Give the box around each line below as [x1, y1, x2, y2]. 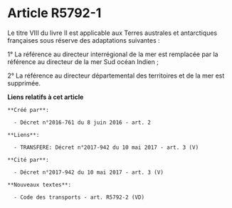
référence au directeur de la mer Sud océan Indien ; [7, 57, 159, 66]
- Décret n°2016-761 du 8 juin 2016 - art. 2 [14, 119, 152, 126]
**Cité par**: [7, 156, 50, 163]
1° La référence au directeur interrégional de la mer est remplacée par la [7, 50, 218, 58]
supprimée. [7, 78, 41, 87]
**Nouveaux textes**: [7, 181, 72, 188]
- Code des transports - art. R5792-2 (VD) [14, 194, 144, 201]
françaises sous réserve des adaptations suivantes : [7, 36, 160, 44]
